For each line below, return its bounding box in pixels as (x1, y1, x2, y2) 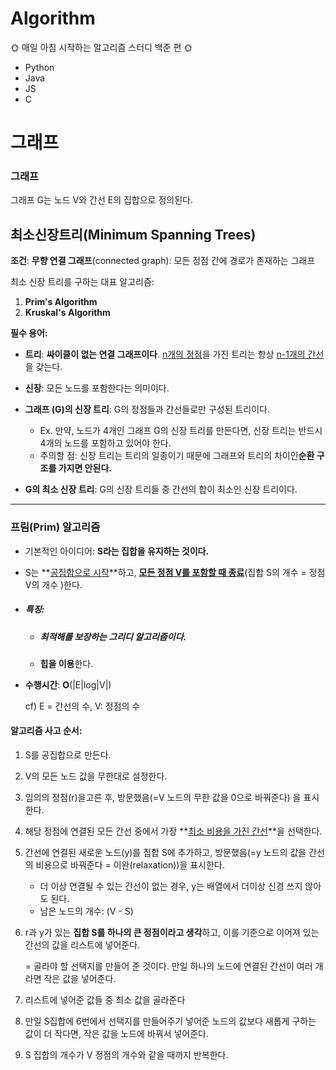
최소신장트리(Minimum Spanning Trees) (10, 226, 257, 243)
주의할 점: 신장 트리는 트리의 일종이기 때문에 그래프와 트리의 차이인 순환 (39, 450, 315, 462)
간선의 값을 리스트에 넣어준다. (24, 939, 141, 951)
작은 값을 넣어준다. (43, 973, 117, 985)
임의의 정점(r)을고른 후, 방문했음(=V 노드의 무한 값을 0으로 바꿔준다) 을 (24, 792, 302, 804)
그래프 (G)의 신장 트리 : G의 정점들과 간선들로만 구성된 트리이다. (24, 403, 271, 416)
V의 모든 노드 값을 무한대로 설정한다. (24, 770, 168, 782)
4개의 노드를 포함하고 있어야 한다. (39, 437, 172, 449)
